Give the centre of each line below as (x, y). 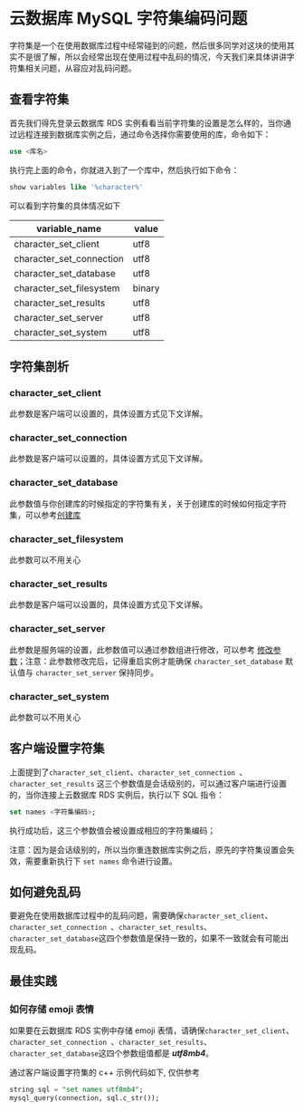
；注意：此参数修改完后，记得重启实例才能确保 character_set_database (150, 661)
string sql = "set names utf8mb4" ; (76, 1090)
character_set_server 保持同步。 (97, 672)
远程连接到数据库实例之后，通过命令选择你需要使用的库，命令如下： (144, 134)
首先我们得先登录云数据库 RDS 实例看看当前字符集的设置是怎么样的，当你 (146, 122)
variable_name (69, 228)
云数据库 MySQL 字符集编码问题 (128, 19)
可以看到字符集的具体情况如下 (65, 206)
